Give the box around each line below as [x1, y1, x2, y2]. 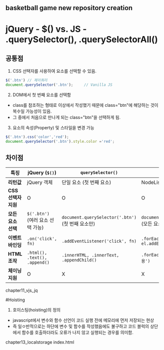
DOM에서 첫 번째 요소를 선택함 [12, 92, 71, 98]
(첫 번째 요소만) [61, 220, 95, 227]
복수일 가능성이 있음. [12, 108, 52, 114]
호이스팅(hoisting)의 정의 [12, 307, 61, 312]
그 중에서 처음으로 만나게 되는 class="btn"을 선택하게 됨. [12, 115, 121, 120]
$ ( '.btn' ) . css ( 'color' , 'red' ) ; [5, 135, 69, 139]
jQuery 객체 [27, 179, 53, 186]
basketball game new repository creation [5, 4, 133, 12]
